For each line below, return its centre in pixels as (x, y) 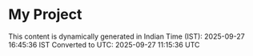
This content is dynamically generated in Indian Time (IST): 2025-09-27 (127, 36)
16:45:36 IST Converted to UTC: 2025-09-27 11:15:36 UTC (104, 44)
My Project (45, 15)
